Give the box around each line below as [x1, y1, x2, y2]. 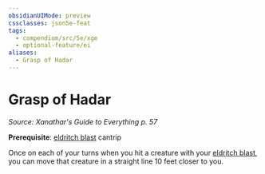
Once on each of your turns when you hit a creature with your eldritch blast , [8, 148, 258, 157]
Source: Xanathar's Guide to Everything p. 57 [8, 117, 158, 126]
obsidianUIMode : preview [8, 11, 91, 20]
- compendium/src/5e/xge [15, 34, 98, 42]
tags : [8, 26, 26, 34]
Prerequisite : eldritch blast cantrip [8, 132, 122, 142]
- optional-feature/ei [15, 42, 91, 49]
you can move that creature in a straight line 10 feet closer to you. [8, 156, 224, 166]
